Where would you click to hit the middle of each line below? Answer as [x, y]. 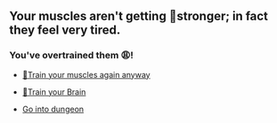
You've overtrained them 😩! [71, 56]
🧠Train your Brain [54, 92]
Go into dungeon [53, 109]
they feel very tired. [65, 31]
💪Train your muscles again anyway [86, 74]
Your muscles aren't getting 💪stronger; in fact [139, 16]
